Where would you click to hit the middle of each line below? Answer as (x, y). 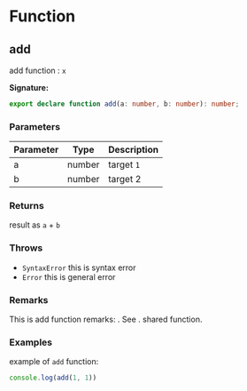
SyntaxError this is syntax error (79, 267)
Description (134, 150)
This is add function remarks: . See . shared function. (106, 319)
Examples (31, 342)
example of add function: (54, 362)
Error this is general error (69, 276)
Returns (27, 206)
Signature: (29, 88)
